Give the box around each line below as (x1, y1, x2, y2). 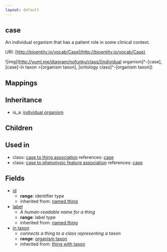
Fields (5, 174, 25, 183)
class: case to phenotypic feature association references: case (12, 159, 143, 165)
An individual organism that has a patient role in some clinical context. (5, 39, 150, 45)
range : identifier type (20, 193, 64, 199)
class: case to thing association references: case (12, 154, 114, 160)
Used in (5, 141, 30, 149)
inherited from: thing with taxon (20, 241, 86, 247)
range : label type (20, 214, 56, 220)
